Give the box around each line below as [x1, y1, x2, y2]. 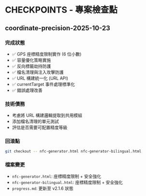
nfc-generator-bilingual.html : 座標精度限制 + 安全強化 [12, 179, 123, 185]
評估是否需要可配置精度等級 [12, 125, 68, 130]
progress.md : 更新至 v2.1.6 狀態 [12, 185, 73, 191]
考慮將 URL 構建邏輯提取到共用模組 [12, 112, 83, 118]
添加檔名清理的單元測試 [12, 119, 59, 125]
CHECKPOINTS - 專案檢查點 [5, 4, 117, 15]
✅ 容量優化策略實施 [12, 57, 51, 63]
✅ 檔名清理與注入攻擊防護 [12, 69, 64, 75]
